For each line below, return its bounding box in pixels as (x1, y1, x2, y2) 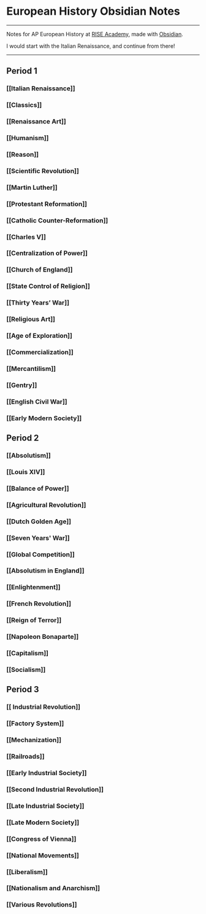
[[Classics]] (6, 101, 42, 109)
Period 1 (6, 66, 38, 76)
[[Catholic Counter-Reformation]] (6, 216, 109, 225)
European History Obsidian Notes (6, 4, 180, 18)
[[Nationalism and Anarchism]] (6, 884, 100, 893)
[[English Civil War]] (6, 397, 67, 406)
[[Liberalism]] (6, 867, 48, 876)
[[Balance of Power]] (6, 484, 69, 493)
